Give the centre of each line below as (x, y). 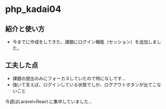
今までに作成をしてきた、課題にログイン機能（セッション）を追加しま (84, 42)
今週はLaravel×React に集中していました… (49, 101)
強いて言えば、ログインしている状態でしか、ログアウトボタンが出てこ (84, 84)
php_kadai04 (33, 9)
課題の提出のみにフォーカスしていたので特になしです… (69, 78)
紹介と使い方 (25, 29)
